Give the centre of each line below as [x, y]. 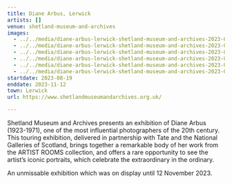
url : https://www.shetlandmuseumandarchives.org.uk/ [85, 98]
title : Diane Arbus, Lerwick [49, 13]
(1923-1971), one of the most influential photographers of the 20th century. [114, 130]
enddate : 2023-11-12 [37, 84]
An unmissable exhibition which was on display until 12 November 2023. [110, 173]
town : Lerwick [28, 91]
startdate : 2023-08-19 [40, 78]
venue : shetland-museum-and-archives [61, 26]
